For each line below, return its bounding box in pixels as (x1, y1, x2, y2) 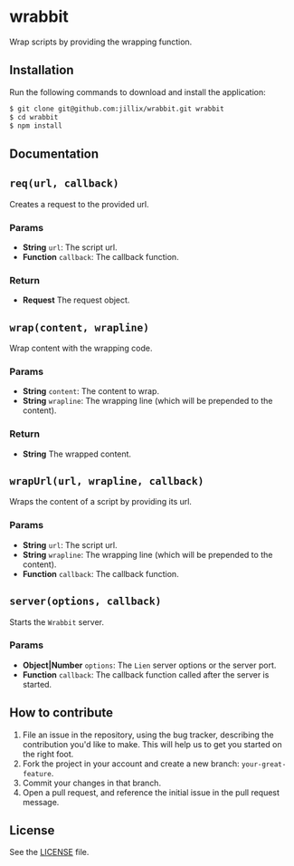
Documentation (9, 146, 100, 161)
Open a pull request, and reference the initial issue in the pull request (22, 786, 280, 798)
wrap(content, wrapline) (9, 321, 150, 334)
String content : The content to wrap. (22, 386, 160, 397)
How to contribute (9, 705, 114, 721)
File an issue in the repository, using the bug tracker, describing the (22, 729, 274, 740)
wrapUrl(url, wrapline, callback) (9, 474, 204, 487)
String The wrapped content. (22, 448, 132, 459)
